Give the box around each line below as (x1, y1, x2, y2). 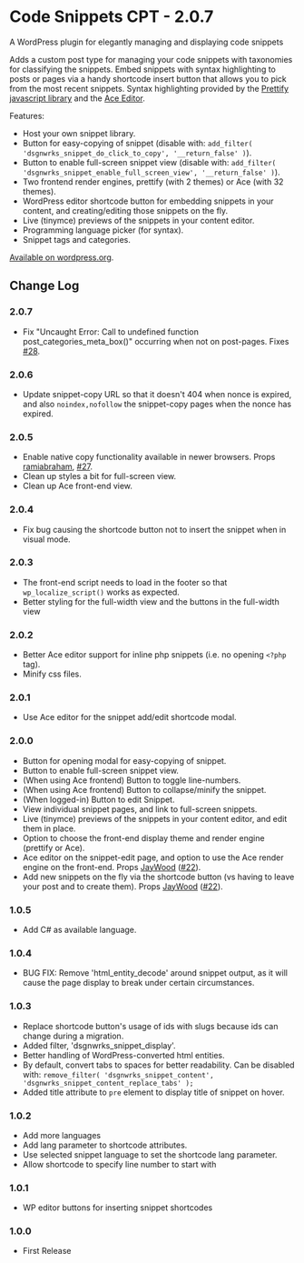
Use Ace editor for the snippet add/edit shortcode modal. (22, 712, 238, 723)
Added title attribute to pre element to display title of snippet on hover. (22, 1087, 285, 1098)
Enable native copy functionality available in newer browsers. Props (22, 452, 276, 463)
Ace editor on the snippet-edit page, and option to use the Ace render (22, 852, 284, 863)
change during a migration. (22, 1030, 124, 1041)
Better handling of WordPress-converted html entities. (22, 1049, 225, 1060)
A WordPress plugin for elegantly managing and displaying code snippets (9, 36, 284, 47)
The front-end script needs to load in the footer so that (22, 576, 228, 587)
